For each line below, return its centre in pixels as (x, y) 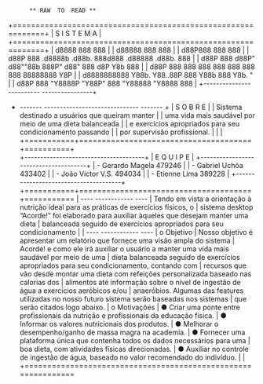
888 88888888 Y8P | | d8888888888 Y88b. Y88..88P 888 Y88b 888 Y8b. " (131, 75)
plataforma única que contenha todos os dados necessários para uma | (135, 340)
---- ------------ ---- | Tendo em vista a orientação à (166, 199)
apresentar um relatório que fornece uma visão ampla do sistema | (127, 240)
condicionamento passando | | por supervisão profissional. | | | (121, 132)
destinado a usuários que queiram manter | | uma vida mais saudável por (137, 115)
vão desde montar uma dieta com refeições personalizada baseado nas (135, 274)
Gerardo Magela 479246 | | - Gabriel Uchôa (172, 165)
